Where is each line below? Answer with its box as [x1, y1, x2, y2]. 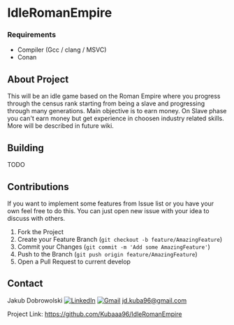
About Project [7, 73, 69, 85]
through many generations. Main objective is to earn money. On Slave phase [7, 107, 227, 115]
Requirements [7, 30, 57, 40]
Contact [7, 277, 43, 289]
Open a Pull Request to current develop [17, 257, 131, 266]
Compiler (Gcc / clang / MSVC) [17, 45, 107, 54]
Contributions [7, 180, 69, 193]
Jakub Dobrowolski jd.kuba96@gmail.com [7, 296, 187, 305]
